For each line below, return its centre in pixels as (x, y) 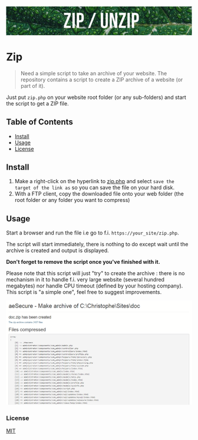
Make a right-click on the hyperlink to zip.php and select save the (95, 181)
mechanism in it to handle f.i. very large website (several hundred (85, 280)
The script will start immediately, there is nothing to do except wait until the (97, 244)
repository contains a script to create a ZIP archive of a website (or (102, 80)
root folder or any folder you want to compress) (72, 200)
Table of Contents (40, 122)
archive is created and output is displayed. (57, 250)
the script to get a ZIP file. (37, 103)
